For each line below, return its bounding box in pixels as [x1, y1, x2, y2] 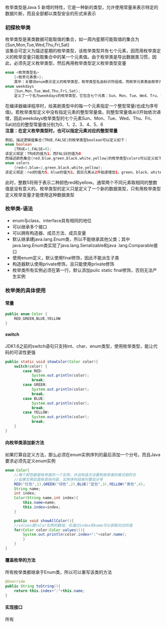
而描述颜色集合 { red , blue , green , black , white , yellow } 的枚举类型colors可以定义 [5, 156, 155, 161]
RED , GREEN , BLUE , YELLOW [14, 316, 61, 321]
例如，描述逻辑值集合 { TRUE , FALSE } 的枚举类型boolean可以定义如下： [5, 137, 128, 142]
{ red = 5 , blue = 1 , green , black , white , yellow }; [14, 165, 103, 170]
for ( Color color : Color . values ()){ [14, 527, 85, 532]
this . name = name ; [23, 500, 56, 505]
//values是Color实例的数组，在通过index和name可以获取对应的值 [14, 523, 133, 528]
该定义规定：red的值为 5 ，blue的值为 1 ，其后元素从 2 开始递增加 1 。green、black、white [5, 170, 162, 175]
